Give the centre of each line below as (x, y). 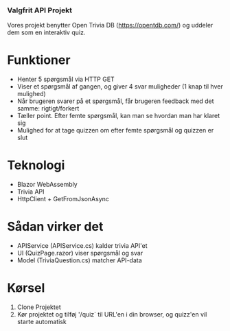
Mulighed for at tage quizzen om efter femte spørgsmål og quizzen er (115, 130)
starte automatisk (42, 322)
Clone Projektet (39, 307)
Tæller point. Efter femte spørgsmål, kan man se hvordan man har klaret (118, 116)
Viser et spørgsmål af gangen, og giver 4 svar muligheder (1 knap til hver (120, 87)
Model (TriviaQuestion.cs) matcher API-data (79, 260)
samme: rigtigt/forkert (48, 109)
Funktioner (39, 60)
